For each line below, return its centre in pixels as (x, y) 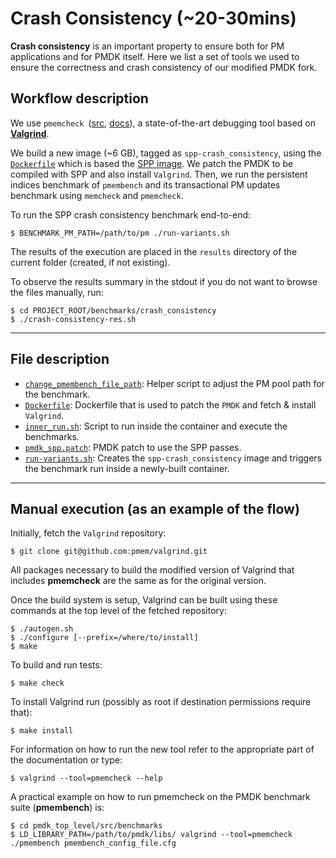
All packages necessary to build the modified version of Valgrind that (152, 570)
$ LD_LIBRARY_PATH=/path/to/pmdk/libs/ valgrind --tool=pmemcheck (151, 835)
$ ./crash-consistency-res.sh (73, 319)
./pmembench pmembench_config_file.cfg (93, 843)
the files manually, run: (57, 292)
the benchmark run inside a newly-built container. (127, 468)
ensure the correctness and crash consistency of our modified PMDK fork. (164, 67)
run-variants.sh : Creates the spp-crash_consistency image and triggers (173, 458)
